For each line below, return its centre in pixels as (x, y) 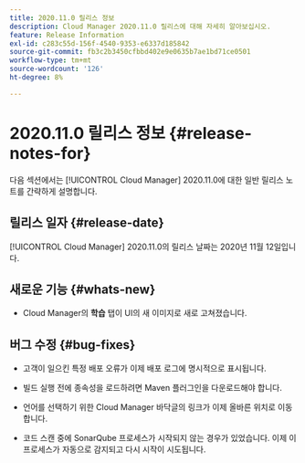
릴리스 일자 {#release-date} (87, 223)
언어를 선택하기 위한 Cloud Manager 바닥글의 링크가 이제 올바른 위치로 (149, 407)
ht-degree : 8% (37, 78)
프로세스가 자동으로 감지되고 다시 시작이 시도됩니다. (114, 449)
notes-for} (50, 153)
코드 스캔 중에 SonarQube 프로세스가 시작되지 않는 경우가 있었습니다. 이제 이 (159, 438)
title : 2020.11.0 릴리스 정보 (62, 18)
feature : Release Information (67, 35)
